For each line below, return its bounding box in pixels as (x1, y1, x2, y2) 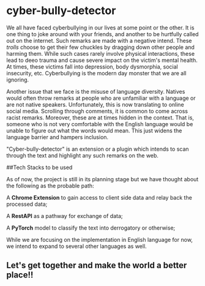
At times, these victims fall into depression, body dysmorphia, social (6, 62, 179, 70)
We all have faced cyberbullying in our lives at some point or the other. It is (6, 24, 195, 31)
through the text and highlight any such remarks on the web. (6, 151, 159, 159)
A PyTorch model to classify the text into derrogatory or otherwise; (6, 224, 176, 231)
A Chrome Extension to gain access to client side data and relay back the (6, 194, 193, 201)
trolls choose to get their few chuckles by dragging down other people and (6, 43, 195, 51)
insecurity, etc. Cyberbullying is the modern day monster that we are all (6, 69, 187, 77)
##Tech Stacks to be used (6, 164, 73, 171)
